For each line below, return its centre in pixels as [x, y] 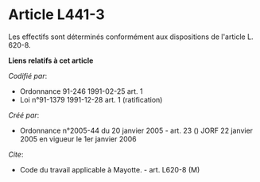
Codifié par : [28, 76]
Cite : [16, 154]
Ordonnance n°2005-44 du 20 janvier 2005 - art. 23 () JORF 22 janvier [136, 130]
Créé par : [24, 115]
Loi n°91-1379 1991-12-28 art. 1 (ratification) [91, 99]
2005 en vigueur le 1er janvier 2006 [78, 139]
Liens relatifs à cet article [51, 60]
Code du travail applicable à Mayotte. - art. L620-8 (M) [110, 169]
